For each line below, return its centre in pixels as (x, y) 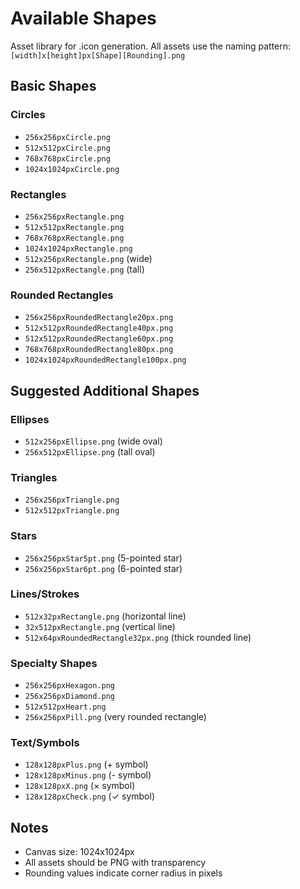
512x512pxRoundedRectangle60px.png (99, 339)
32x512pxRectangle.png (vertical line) (100, 626)
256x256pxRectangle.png (74, 217)
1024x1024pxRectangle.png (78, 248)
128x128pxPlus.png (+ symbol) (86, 764)
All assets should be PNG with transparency (115, 863)
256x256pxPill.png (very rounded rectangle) (115, 717)
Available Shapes (83, 18)
